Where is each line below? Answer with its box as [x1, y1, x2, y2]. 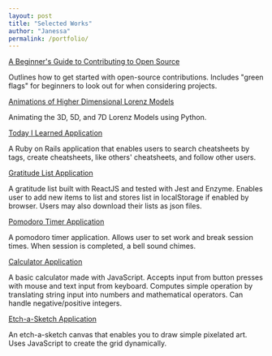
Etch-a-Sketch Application [8, 314, 97, 324]
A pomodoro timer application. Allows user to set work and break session [8, 233, 253, 242]
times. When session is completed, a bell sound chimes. [8, 241, 196, 251]
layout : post [8, 11, 53, 20]
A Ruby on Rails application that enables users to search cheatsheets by [8, 144, 250, 154]
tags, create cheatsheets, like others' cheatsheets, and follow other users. [8, 152, 257, 162]
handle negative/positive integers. [8, 298, 123, 308]
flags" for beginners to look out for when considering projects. [8, 81, 218, 91]
